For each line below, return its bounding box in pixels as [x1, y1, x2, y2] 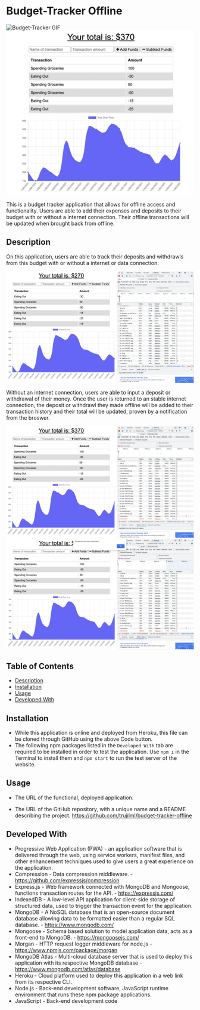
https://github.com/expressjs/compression [14, 876, 120, 884]
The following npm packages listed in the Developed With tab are [14, 741, 174, 749]
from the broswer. [6, 414, 50, 421]
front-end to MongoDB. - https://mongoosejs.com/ [14, 934, 139, 941]
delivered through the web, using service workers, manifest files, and [14, 851, 185, 858]
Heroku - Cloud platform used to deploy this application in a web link [14, 972, 183, 979]
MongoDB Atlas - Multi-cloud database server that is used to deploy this [14, 953, 193, 960]
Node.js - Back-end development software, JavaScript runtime [14, 984, 168, 991]
